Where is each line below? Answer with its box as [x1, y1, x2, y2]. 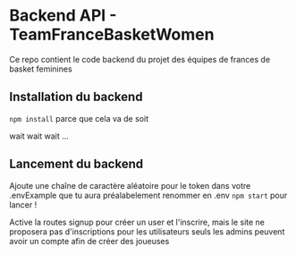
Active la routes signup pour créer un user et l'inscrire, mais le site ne [9, 217, 266, 227]
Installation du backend [9, 89, 143, 105]
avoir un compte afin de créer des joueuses [9, 235, 170, 246]
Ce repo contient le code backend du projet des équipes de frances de [9, 54, 271, 64]
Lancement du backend [9, 157, 144, 172]
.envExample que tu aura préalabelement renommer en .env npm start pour [9, 190, 288, 200]
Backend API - [9, 5, 117, 26]
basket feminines [9, 64, 73, 74]
